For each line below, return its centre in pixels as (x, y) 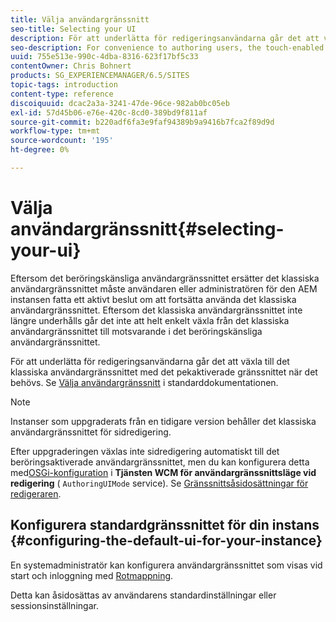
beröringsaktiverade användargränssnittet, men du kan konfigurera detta (160, 462)
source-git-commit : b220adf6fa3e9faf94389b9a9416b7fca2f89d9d (142, 122)
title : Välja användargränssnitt (80, 19)
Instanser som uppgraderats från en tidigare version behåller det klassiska (163, 421)
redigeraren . (36, 493)
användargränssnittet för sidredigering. (91, 432)
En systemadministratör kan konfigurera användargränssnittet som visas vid (166, 565)
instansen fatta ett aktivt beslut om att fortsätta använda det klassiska (153, 299)
